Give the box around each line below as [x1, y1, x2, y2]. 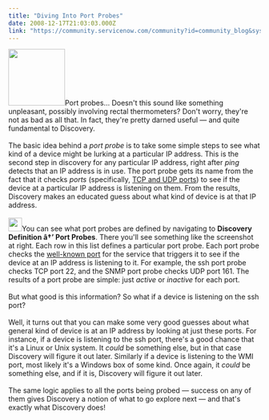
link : [8, 26, 26, 34]
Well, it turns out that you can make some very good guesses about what [8, 317, 250, 327]
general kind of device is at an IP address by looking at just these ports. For [8, 326, 257, 336]
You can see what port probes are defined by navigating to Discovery [22, 224, 252, 233]
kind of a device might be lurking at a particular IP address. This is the [8, 149, 239, 159]
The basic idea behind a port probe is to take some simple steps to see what [8, 141, 260, 151]
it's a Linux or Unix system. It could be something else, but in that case [8, 343, 242, 353]
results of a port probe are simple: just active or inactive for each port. [8, 275, 240, 285]
